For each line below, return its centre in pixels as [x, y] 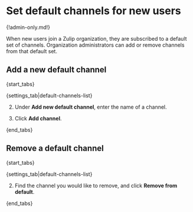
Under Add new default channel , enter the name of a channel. [91, 107]
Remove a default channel [55, 149]
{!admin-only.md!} [28, 27]
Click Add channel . [38, 118]
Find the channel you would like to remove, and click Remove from [96, 185]
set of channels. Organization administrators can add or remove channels [95, 45]
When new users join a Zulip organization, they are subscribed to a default [97, 38]
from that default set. [32, 51]
